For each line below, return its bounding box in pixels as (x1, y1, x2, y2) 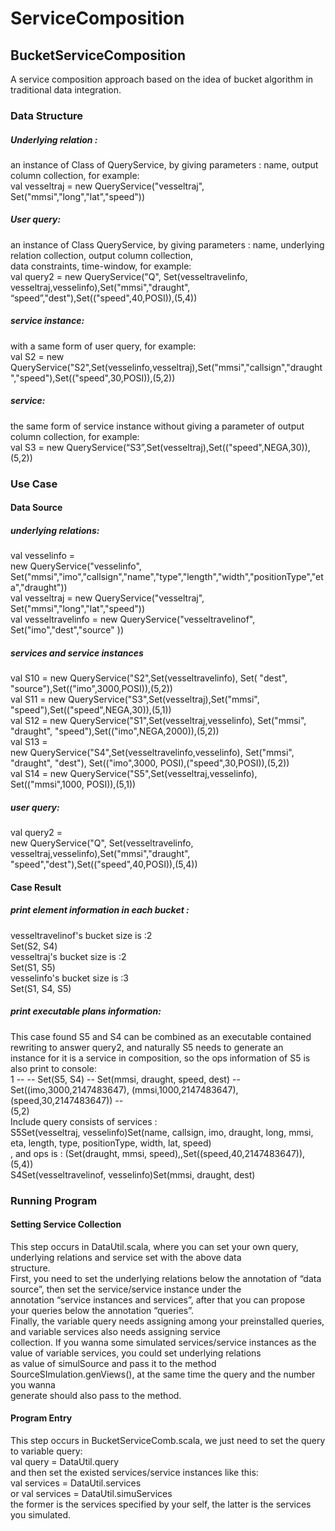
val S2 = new (10, 350, 65, 362)
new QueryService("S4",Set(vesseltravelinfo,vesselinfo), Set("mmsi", (10, 747, 295, 759)
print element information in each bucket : (10, 904, 190, 916)
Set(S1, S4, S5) (10, 982, 72, 994)
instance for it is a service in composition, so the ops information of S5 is (10, 1052, 311, 1064)
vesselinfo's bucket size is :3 (10, 972, 129, 984)
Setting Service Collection (10, 1218, 122, 1231)
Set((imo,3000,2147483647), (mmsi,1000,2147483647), (10, 1083, 239, 1096)
